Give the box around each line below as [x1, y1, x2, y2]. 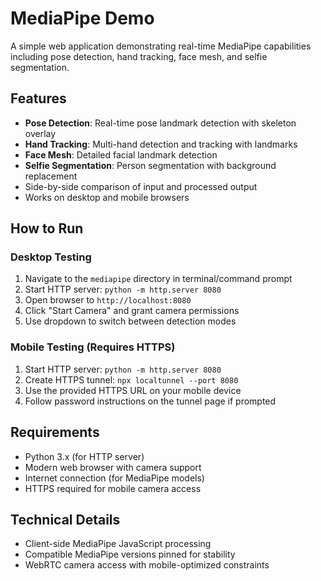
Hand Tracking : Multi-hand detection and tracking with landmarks [24, 138, 298, 150]
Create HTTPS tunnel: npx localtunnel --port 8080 [24, 373, 239, 386]
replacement [24, 170, 78, 182]
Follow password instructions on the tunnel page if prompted [24, 395, 277, 407]
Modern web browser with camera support [24, 461, 202, 473]
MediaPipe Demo [10, 7, 155, 30]
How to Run [10, 220, 84, 237]
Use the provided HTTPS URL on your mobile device [24, 384, 242, 396]
